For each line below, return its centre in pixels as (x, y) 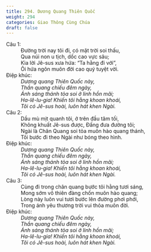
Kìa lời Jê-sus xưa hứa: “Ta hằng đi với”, (69, 63)
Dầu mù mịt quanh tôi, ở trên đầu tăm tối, (70, 119)
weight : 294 (20, 17)
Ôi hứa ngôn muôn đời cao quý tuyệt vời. (70, 69)
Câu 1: (14, 44)
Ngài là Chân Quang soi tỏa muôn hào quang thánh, (83, 131)
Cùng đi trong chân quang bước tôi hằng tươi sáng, (82, 187)
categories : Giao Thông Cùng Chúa (48, 22)
